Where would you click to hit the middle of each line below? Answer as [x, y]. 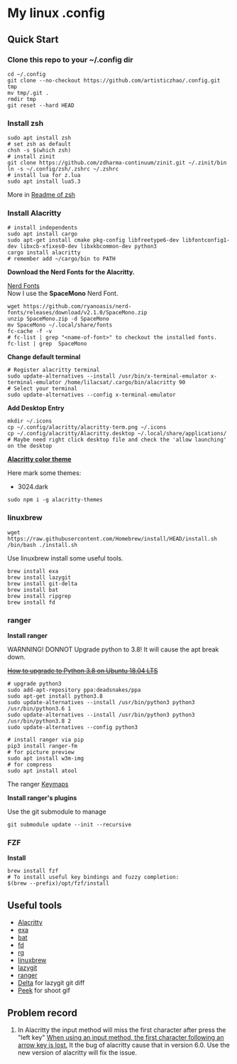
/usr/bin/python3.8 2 [39, 721]
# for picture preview [41, 752]
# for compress [30, 765]
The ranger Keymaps [38, 784]
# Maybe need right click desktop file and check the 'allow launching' [117, 440]
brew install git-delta [43, 584]
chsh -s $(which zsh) [39, 151]
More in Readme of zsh [42, 195]
